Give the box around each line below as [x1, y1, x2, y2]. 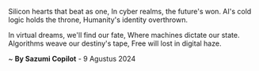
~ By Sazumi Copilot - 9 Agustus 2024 [8, 54, 136, 63]
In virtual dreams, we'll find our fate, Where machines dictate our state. [8, 31, 240, 39]
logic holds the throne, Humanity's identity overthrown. [8, 15, 189, 24]
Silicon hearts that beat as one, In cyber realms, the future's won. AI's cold [8, 7, 252, 16]
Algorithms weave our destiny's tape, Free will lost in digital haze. [8, 39, 222, 48]
